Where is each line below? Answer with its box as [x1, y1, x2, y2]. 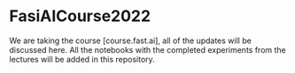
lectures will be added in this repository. [9, 54, 155, 64]
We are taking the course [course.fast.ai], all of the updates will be [9, 35, 252, 46]
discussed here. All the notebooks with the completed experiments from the [9, 44, 286, 55]
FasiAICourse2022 [9, 6, 151, 26]
